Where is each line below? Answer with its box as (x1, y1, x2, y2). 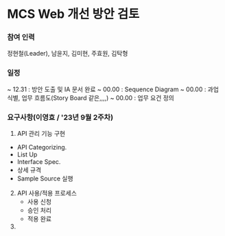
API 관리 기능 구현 (16, 130, 66, 138)
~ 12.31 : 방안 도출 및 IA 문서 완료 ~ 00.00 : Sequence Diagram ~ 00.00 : (7, 85, 206, 93)
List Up (16, 150, 38, 158)
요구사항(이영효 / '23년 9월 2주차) (7, 113, 114, 122)
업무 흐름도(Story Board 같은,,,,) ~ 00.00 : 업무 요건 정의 (21, 93, 175, 102)
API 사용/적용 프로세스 (16, 189, 78, 198)
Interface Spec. (16, 158, 61, 166)
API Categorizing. (16, 143, 67, 152)
